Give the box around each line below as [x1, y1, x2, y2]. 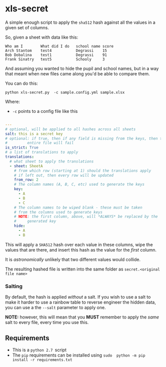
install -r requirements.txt [12, 357, 73, 362]
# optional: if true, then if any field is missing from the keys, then [5, 136, 158, 141]
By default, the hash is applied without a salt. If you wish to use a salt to [5, 294, 151, 300]
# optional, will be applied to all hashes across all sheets [5, 127, 136, 132]
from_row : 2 [14, 177, 39, 182]
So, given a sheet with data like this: [5, 34, 79, 40]
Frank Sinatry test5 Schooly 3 [5, 56, 105, 62]
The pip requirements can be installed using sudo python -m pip [12, 352, 146, 358]
